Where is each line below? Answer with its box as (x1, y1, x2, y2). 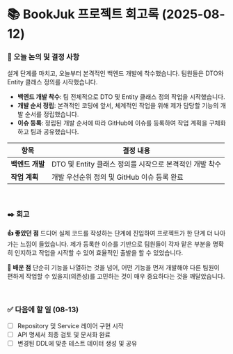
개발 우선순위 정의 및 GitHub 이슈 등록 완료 (51, 172, 184, 182)
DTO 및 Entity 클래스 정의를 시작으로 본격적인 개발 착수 (51, 160, 221, 169)
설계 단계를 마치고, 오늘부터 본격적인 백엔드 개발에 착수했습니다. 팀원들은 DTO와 (7, 69, 224, 77)
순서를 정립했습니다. (24, 110, 79, 118)
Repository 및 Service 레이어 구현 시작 (17, 322, 124, 330)
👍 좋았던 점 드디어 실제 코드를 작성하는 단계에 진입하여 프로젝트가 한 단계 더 (7, 229, 214, 237)
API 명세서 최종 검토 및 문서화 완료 (17, 330, 111, 339)
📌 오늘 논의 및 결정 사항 (7, 52, 80, 62)
